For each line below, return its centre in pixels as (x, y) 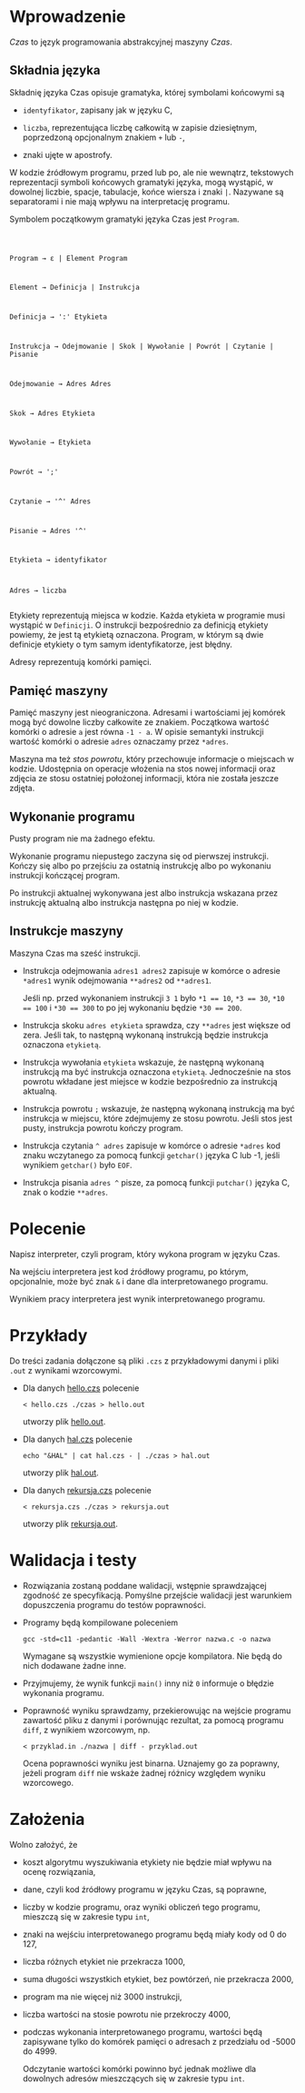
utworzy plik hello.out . (64, 1421)
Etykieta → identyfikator (58, 560)
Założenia (47, 1819)
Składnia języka (55, 70)
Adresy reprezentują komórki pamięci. (81, 662)
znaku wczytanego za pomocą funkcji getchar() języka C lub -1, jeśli (151, 1155)
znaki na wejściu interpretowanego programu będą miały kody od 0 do (155, 1934)
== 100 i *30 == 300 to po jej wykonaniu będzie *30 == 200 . (132, 1007)
